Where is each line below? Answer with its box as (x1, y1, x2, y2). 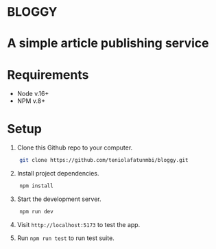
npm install (19, 182, 53, 189)
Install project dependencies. (16, 169, 99, 178)
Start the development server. (16, 195, 101, 203)
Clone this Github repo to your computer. (16, 143, 133, 152)
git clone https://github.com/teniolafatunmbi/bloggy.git (19, 157, 189, 164)
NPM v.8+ (16, 97, 46, 105)
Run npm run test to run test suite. (16, 234, 115, 242)
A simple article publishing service (7, 36, 209, 51)
